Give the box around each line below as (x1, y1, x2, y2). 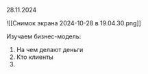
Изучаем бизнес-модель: (6, 32, 82, 40)
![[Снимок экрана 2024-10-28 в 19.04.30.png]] (6, 19, 142, 27)
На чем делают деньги (16, 46, 84, 53)
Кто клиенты (16, 53, 54, 61)
